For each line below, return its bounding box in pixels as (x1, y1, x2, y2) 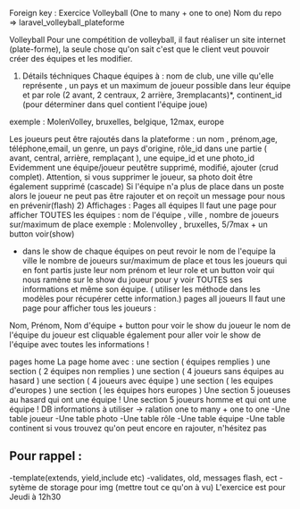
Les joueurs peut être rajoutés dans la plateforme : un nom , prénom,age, (9, 134, 279, 144)
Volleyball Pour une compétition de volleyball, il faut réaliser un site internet (9, 35, 286, 45)
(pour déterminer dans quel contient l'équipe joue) (21, 99, 208, 110)
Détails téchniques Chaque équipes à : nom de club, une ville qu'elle (21, 71, 274, 81)
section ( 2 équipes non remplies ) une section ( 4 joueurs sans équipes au (9, 366, 284, 376)
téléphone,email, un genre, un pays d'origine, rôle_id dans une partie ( (9, 143, 268, 154)
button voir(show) (9, 229, 75, 239)
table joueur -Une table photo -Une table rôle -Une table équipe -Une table (9, 413, 286, 423)
